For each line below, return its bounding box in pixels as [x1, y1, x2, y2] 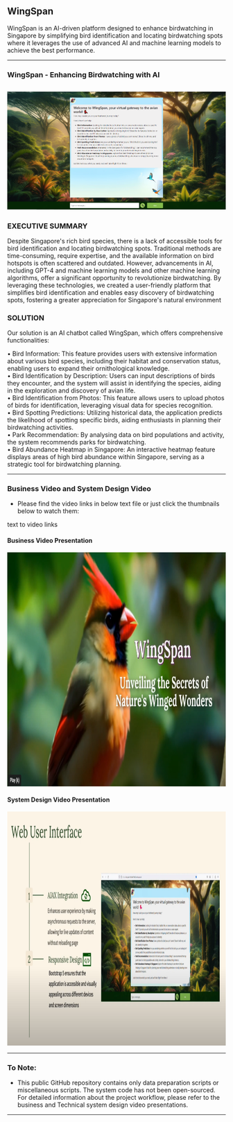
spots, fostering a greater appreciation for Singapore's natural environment [7, 295, 222, 304]
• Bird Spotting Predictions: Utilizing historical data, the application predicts [7, 408, 223, 417]
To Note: [7, 1062, 37, 1072]
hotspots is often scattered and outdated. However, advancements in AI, [7, 259, 214, 267]
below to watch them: [17, 507, 80, 515]
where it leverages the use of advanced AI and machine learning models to [7, 38, 222, 47]
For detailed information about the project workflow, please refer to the [17, 1094, 221, 1102]
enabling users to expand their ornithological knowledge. [7, 364, 170, 373]
